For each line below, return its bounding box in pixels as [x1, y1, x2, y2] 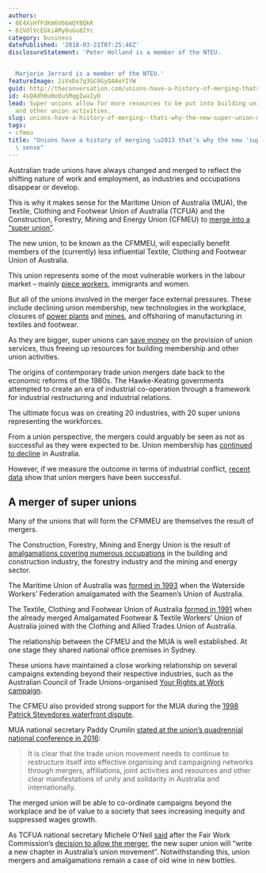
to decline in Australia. [8, 448, 81, 458]
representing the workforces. [8, 416, 104, 425]
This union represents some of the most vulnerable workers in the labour [8, 271, 246, 280]
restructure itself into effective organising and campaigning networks [27, 757, 253, 767]
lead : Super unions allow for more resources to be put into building [8, 99, 246, 107]
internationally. [27, 783, 77, 792]
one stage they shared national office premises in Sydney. [8, 645, 198, 655]
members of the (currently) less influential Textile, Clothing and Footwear [8, 247, 247, 256]
